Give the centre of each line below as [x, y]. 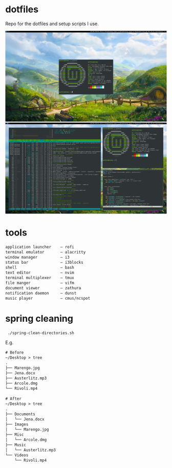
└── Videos [17, 455]
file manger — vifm [40, 283]
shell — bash [40, 267]
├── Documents [20, 414]
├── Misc [15, 435]
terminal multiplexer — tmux [40, 278]
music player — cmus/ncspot [48, 298]
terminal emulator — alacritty [46, 252]
